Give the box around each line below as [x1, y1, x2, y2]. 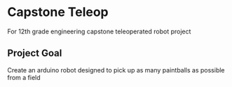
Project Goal [7, 47, 62, 59]
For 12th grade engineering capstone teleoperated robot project [7, 27, 191, 35]
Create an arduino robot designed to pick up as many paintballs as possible [7, 65, 226, 74]
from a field [7, 73, 41, 81]
